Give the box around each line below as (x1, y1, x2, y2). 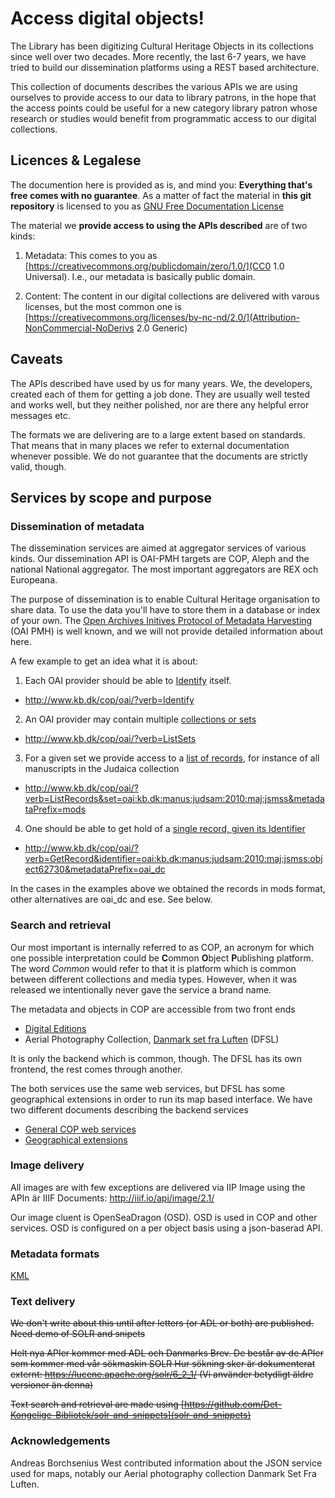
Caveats (10, 351, 63, 368)
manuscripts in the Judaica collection (24, 763, 180, 775)
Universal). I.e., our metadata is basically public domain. (24, 270, 256, 282)
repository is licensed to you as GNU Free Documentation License (10, 200, 285, 212)
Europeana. (10, 574, 58, 586)
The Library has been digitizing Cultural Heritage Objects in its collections (10, 40, 314, 52)
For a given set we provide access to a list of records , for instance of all (24, 752, 320, 764)
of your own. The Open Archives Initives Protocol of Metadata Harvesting (10, 615, 313, 627)
